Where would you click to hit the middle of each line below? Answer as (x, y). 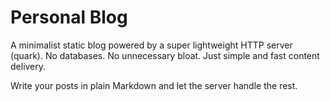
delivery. (28, 66)
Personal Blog (69, 17)
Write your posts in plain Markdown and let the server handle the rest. (154, 85)
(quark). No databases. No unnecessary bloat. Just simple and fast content (165, 55)
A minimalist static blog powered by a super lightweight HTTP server (151, 45)
